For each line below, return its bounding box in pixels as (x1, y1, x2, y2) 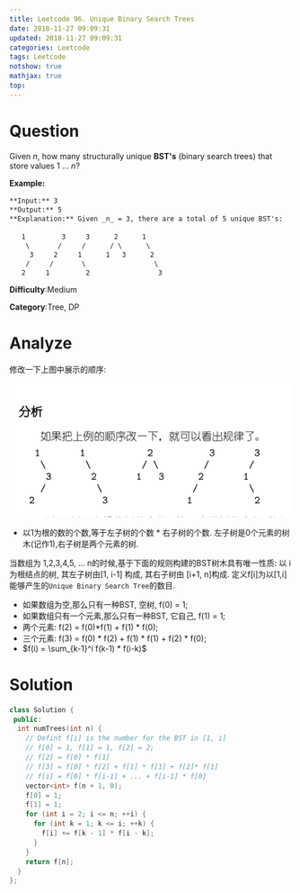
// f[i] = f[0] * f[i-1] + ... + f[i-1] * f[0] (25, 771, 207, 780)
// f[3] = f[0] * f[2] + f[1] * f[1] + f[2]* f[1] (25, 762, 219, 771)
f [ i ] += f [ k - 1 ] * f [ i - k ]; (41, 829, 154, 838)
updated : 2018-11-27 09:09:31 (9, 33, 123, 42)
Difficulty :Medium (9, 284, 78, 294)
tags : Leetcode (9, 52, 66, 62)
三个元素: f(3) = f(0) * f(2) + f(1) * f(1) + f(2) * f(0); (22, 633, 207, 644)
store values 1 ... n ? (9, 160, 81, 171)
